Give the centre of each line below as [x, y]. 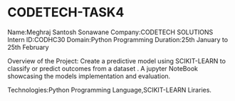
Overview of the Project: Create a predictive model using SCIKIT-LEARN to [117, 60]
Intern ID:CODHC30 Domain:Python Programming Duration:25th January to [118, 39]
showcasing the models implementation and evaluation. [89, 76]
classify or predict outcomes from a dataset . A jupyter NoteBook [103, 68]
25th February [28, 47]
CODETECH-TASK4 [66, 12]
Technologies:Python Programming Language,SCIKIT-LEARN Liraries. [110, 90]
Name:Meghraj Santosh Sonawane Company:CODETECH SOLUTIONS [110, 32]
